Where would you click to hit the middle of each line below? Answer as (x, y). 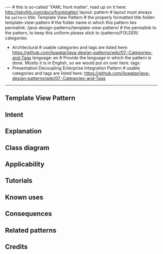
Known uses (24, 197)
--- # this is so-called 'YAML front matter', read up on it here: (66, 7)
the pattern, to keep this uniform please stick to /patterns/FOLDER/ (72, 33)
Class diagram (27, 148)
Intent (14, 114)
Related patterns (31, 230)
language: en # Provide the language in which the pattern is (92, 58)
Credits (16, 246)
